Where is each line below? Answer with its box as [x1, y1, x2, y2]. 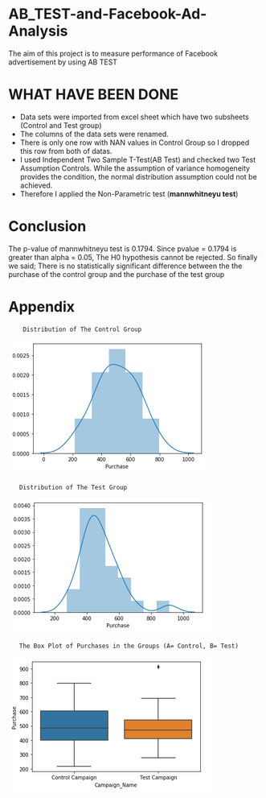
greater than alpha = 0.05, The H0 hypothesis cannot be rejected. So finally [8, 252, 258, 262]
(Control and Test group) [19, 120, 102, 130]
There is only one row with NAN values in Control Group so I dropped [19, 138, 250, 147]
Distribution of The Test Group [18, 483, 128, 491]
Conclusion [8, 217, 87, 236]
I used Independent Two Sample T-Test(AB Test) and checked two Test [19, 155, 256, 164]
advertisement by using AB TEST [8, 57, 118, 67]
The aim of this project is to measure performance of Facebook [8, 48, 219, 58]
